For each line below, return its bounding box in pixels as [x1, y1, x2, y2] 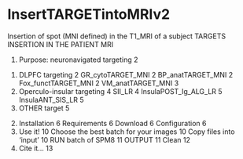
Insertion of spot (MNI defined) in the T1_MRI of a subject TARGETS [7, 31, 226, 41]
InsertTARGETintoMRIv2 [7, 5, 171, 23]
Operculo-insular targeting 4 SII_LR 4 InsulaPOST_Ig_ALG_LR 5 [18, 86, 223, 96]
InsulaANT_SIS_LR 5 [18, 95, 84, 104]
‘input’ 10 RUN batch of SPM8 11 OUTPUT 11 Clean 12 [18, 135, 190, 144]
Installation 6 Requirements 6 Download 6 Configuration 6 [18, 118, 207, 128]
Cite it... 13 [18, 143, 53, 153]
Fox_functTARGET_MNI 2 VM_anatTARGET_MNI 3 [18, 78, 179, 88]
